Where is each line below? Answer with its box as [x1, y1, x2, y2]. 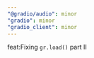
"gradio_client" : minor [7, 23, 78, 30]
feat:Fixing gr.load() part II [7, 43, 87, 52]
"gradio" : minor [7, 17, 55, 24]
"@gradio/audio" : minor [7, 10, 78, 18]
